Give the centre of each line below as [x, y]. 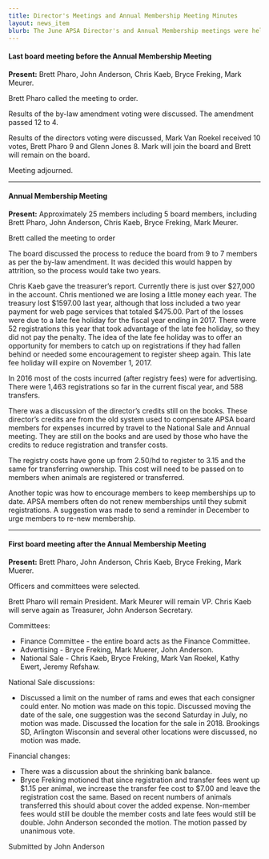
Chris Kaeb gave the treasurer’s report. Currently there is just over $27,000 [132, 286]
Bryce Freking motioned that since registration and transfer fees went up [140, 780]
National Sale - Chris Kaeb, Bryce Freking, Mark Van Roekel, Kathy [130, 658]
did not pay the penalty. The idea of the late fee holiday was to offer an [125, 337]
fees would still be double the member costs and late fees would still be [138, 813]
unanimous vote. [47, 831]
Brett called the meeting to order [62, 238]
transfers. [24, 395]
